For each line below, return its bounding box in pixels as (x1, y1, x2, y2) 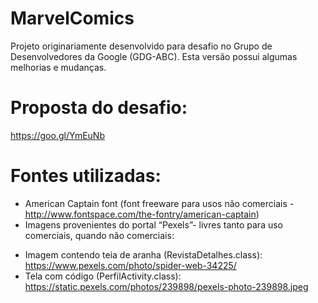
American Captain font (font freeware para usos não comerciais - (24, 197, 295, 209)
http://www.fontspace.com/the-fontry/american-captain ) (24, 208, 260, 220)
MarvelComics (10, 7, 135, 30)
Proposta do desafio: (10, 97, 188, 119)
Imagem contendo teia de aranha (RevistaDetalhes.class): (24, 248, 263, 261)
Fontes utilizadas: (10, 165, 162, 187)
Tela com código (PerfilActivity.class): (24, 270, 182, 282)
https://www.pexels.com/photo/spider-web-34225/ (24, 259, 237, 271)
